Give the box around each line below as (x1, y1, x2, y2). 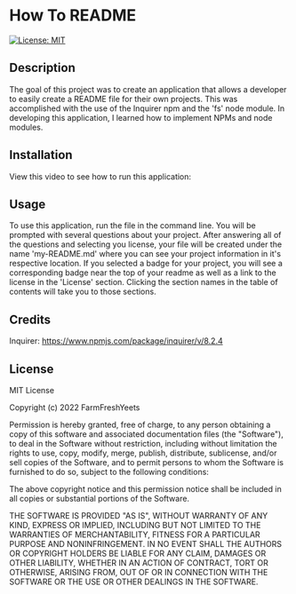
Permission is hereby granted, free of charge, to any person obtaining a (9, 419, 271, 430)
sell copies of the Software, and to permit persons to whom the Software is (9, 457, 284, 467)
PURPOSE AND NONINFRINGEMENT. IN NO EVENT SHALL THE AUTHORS (9, 539, 283, 549)
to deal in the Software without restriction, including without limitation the (9, 439, 277, 448)
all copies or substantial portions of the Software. (9, 494, 189, 503)
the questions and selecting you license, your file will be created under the (9, 239, 283, 249)
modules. (9, 122, 44, 132)
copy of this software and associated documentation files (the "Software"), (9, 429, 284, 440)
